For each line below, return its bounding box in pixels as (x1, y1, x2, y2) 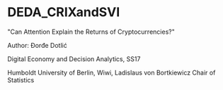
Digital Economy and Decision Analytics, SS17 (7, 54, 141, 63)
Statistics (7, 75, 35, 84)
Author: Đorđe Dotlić (7, 41, 67, 49)
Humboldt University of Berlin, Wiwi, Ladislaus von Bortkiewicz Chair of (7, 68, 216, 77)
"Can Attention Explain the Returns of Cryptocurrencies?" (7, 27, 175, 36)
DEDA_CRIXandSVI (7, 4, 120, 20)
